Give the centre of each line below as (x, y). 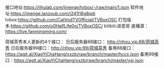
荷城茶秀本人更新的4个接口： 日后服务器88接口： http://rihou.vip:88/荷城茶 (82, 42)
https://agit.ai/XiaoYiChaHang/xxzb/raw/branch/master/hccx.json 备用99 (80, 54)
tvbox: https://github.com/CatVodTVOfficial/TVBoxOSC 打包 (66, 20)
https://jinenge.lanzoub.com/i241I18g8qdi (53, 13)
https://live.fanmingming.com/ (36, 32)
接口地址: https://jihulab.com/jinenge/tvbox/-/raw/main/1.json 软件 (72, 7)
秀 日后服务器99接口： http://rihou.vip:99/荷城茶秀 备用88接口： (70, 48)
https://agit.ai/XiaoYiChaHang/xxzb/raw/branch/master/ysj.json (79, 60)
